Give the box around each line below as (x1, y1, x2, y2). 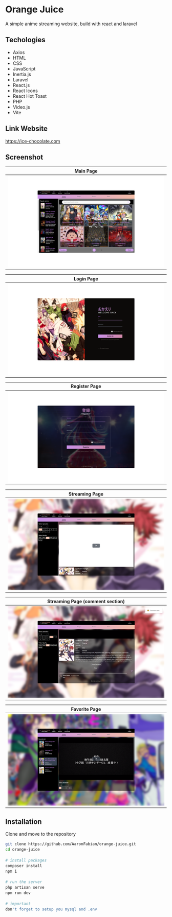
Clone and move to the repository (5, 831, 76, 837)
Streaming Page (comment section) (47, 598, 125, 604)
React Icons (12, 87, 38, 94)
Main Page (74, 168, 98, 174)
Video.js (12, 104, 30, 110)
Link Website (5, 125, 48, 133)
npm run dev (5, 890, 31, 896)
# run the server (5, 879, 42, 885)
